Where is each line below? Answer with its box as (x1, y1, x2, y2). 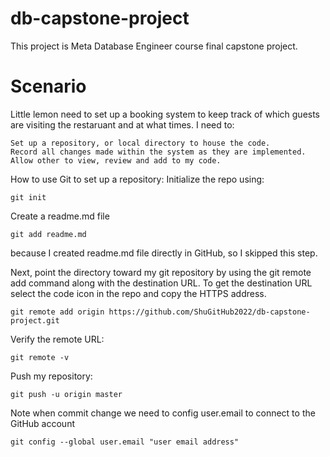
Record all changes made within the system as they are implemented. (10, 147, 307, 157)
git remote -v (10, 352, 70, 362)
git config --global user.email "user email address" (10, 437, 240, 447)
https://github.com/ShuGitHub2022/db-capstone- (108, 307, 311, 317)
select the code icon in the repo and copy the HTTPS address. (10, 287, 267, 299)
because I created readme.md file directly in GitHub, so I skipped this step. (10, 247, 318, 259)
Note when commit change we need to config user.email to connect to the (10, 407, 316, 419)
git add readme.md (10, 229, 87, 239)
